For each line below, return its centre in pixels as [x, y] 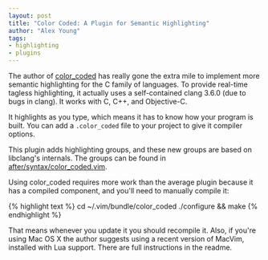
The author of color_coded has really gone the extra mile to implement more [134, 76]
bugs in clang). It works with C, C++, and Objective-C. [98, 102]
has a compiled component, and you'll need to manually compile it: [119, 191]
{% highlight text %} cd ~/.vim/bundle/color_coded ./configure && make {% [133, 206]
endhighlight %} [35, 215]
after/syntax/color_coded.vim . [58, 167]
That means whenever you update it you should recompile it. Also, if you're [132, 230]
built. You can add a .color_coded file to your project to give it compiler [126, 126]
